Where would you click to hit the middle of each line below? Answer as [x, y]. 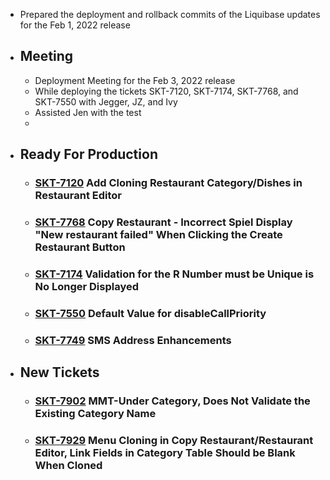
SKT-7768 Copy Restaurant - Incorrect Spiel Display [163, 222]
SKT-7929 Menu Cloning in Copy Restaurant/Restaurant [174, 441]
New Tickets [59, 372]
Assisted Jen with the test [88, 112]
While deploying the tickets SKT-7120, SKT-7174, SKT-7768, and [166, 91]
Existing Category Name [95, 414]
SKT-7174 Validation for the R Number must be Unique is [174, 274]
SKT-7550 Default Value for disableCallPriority [150, 313]
